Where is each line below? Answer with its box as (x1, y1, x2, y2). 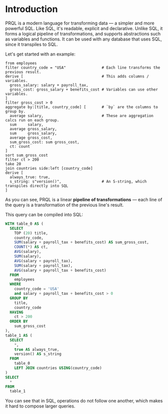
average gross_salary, (10, 126, 57, 131)
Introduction (5, 4, 58, 15)
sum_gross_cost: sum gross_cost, (10, 139, 80, 145)
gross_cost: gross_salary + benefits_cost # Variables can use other (10, 87, 158, 92)
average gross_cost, (10, 135, 53, 140)
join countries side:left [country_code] (5, 166, 93, 171)
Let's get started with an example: (5, 51, 76, 57)
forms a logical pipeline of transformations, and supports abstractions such (5, 31, 161, 37)
